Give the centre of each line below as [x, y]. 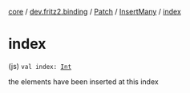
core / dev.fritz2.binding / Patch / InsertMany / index [95, 12]
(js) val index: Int [40, 66]
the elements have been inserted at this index [83, 81]
